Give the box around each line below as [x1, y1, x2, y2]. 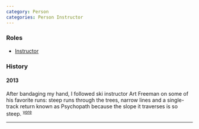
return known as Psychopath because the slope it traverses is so [20, 102, 178, 110]
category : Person [6, 8, 49, 15]
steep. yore [6, 109, 33, 117]
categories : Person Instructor [6, 14, 84, 20]
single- [166, 96, 185, 103]
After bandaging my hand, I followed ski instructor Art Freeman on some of [6, 90, 188, 97]
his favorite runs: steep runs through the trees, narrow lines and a [6, 96, 166, 103]
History [6, 62, 28, 70]
